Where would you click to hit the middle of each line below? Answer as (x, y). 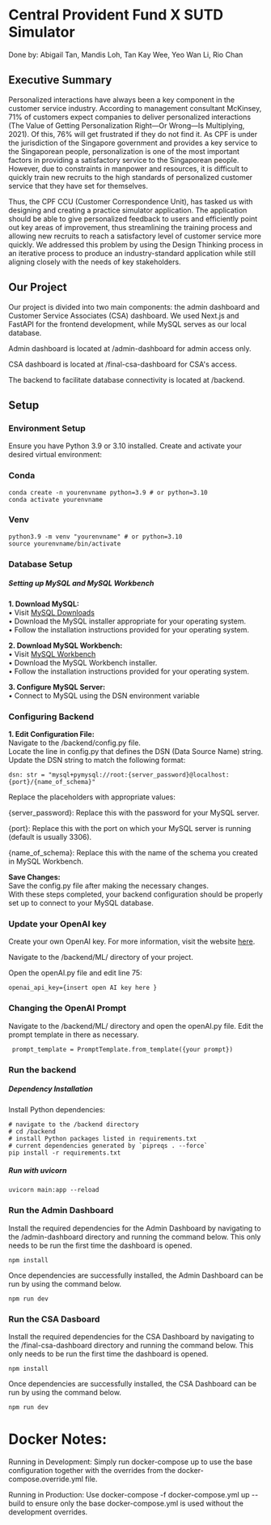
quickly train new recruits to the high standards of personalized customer (131, 177)
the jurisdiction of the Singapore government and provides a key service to (133, 143)
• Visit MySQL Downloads (52, 612)
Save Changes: (34, 877)
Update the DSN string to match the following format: (97, 760)
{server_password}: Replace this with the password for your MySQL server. (134, 813)
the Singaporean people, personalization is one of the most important (124, 151)
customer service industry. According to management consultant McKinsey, (135, 108)
